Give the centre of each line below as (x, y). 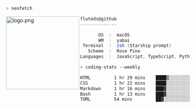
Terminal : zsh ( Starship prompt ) (127, 46)
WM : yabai (114, 40)
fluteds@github (99, 19)
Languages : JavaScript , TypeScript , (128, 57)
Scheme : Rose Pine (114, 51)
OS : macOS (114, 35)
